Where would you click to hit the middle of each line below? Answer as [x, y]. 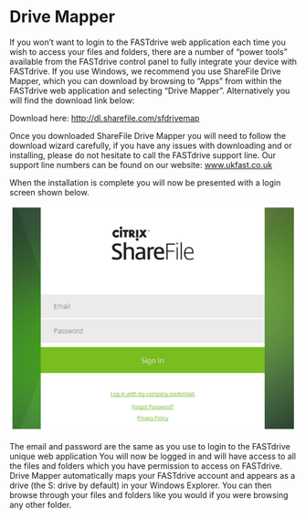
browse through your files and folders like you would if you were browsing [149, 494]
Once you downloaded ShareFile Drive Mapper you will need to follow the [148, 135]
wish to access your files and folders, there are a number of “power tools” [148, 51]
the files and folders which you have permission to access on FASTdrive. [146, 466]
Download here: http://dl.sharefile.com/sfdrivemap [105, 118]
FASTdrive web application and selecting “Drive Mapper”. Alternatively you [150, 90]
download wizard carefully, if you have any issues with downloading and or [151, 145]
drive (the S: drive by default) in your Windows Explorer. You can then [141, 485]
